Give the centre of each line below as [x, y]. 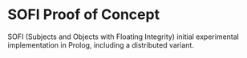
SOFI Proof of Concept [84, 15]
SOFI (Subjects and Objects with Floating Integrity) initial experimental [123, 37]
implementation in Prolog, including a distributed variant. [101, 44]
